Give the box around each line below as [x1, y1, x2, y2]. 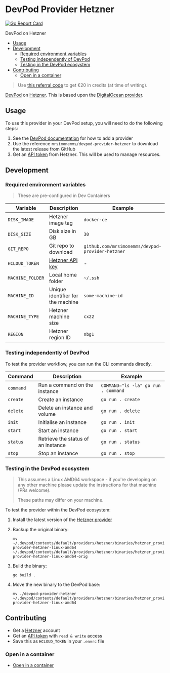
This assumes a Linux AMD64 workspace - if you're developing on [17, 477, 157, 483]
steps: [5, 125, 18, 131]
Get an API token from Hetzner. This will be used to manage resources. [12, 151, 161, 157]
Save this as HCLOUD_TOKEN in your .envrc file [12, 638, 105, 644]
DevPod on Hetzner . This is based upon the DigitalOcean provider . [5, 92, 144, 98]
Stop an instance [38, 450, 78, 457]
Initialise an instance [38, 419, 87, 426]
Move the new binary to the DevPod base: [12, 581, 100, 588]
